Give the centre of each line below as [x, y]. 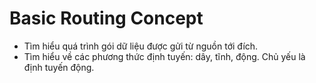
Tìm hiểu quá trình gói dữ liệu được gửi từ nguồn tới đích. [141, 46]
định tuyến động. [59, 67]
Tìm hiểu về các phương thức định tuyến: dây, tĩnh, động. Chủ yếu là [164, 56]
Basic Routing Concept [106, 18]
